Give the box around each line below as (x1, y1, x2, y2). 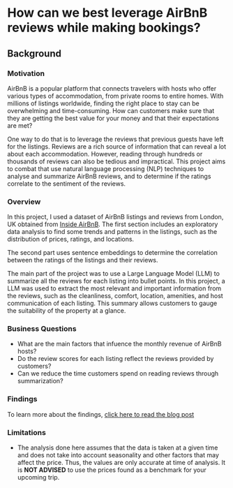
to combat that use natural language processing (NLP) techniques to (7, 164, 204, 172)
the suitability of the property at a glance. (7, 306, 126, 315)
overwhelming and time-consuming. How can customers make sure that (7, 106, 215, 114)
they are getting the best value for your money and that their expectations (7, 114, 220, 122)
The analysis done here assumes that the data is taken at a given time (17, 443, 218, 452)
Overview (7, 197, 41, 207)
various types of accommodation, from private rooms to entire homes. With (7, 91, 224, 100)
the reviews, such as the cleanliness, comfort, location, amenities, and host (7, 292, 223, 300)
